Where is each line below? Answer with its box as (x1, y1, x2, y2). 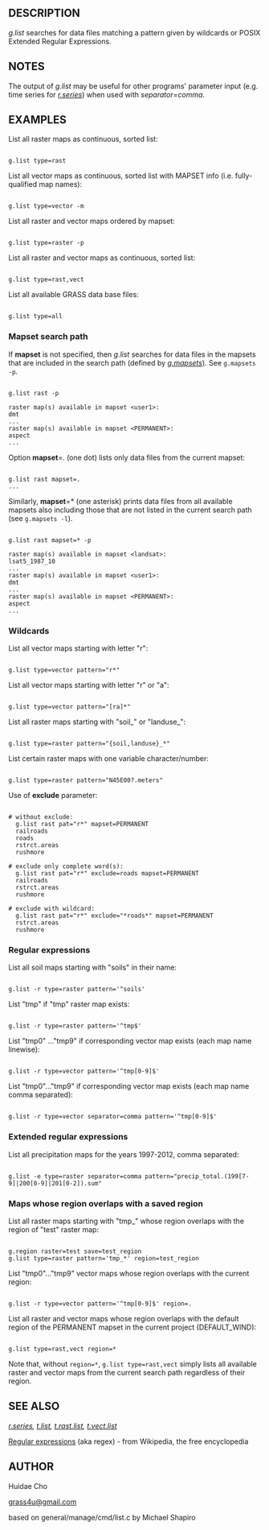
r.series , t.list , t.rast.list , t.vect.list (8, 1420, 118, 1430)
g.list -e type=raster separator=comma (8, 1172, 142, 1181)
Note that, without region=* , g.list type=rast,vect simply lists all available (8, 1358, 257, 1368)
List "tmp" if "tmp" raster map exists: (8, 999, 130, 1009)
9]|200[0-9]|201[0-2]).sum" (8, 1179, 103, 1187)
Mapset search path (8, 331, 88, 342)
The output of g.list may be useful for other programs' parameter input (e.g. (8, 81, 259, 91)
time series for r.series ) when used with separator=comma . (8, 89, 206, 99)
